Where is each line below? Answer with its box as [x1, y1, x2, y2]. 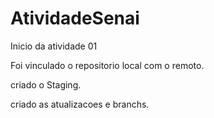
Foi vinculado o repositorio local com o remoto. [10, 59, 205, 71]
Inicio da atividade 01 [10, 40, 98, 52]
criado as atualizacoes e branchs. [10, 98, 150, 110]
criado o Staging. [10, 78, 82, 91]
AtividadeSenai [10, 7, 140, 30]
